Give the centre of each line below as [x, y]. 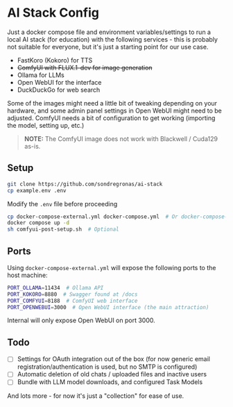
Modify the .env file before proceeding [62, 203]
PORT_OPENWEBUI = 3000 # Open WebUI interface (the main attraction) [108, 307]
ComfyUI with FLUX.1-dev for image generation [85, 67]
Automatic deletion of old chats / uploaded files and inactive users [112, 374]
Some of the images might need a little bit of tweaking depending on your [112, 103]
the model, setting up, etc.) [46, 125]
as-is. [32, 146]
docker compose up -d [38, 223]
